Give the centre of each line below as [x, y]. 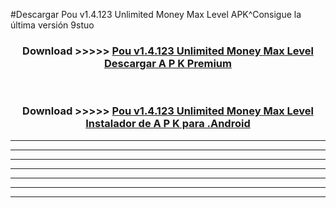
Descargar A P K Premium [168, 63]
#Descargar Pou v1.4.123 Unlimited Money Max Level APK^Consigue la [156, 14]
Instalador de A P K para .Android [168, 124]
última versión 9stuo [52, 25]
